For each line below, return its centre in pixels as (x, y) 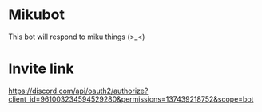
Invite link (41, 69)
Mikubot (37, 15)
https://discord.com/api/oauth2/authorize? (78, 91)
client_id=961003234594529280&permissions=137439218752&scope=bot (131, 99)
